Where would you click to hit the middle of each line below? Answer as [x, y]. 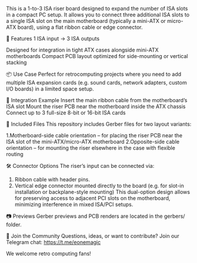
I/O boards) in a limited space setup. [50, 89]
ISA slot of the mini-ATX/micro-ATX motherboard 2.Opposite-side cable [93, 141]
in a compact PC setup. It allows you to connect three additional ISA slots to [98, 15]
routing [15, 154]
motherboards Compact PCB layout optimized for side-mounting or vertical [97, 56]
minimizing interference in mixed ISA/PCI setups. [74, 204]
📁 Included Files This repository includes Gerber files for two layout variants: [99, 124]
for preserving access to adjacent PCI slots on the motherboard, [92, 198]
